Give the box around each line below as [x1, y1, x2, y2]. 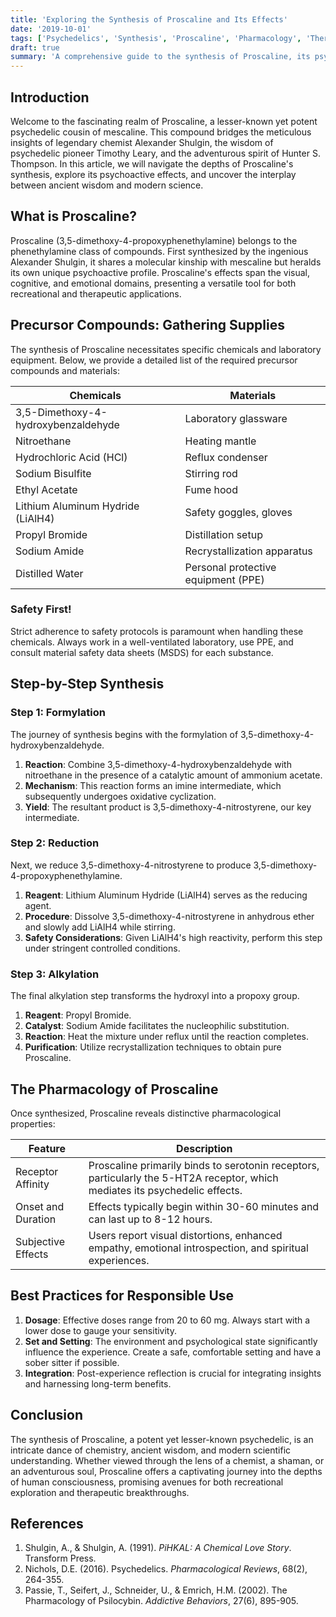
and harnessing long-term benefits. [24, 1377, 172, 1390]
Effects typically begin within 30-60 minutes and [88, 1199, 320, 1213]
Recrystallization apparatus [184, 544, 313, 558]
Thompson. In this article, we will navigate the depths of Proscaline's [10, 157, 294, 170]
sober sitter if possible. [24, 1356, 120, 1368]
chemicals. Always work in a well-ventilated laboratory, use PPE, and [10, 636, 294, 648]
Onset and [15, 1199, 65, 1213]
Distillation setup [184, 527, 263, 541]
